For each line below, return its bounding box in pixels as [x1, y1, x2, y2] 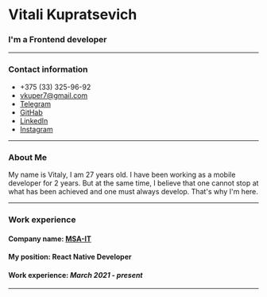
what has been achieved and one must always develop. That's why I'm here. [8, 187, 258, 197]
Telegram [19, 99, 52, 108]
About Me [8, 151, 48, 162]
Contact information [8, 64, 89, 75]
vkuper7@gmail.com [19, 90, 88, 100]
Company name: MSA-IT [8, 233, 91, 244]
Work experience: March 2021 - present [8, 270, 143, 279]
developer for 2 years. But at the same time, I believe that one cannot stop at [8, 178, 259, 188]
